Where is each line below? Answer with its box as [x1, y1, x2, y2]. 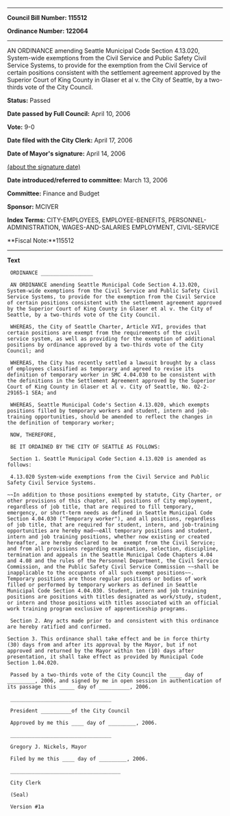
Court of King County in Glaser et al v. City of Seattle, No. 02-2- [7, 383, 210, 390]
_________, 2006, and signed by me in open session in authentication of [7, 677, 222, 684]
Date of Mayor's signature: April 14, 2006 [7, 149, 126, 158]
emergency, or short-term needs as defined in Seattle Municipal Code [7, 509, 213, 516]
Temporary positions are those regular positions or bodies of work [7, 575, 207, 582]
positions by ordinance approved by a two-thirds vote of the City [7, 341, 204, 348]
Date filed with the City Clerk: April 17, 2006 [7, 136, 133, 144]
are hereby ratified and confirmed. [7, 623, 112, 630]
